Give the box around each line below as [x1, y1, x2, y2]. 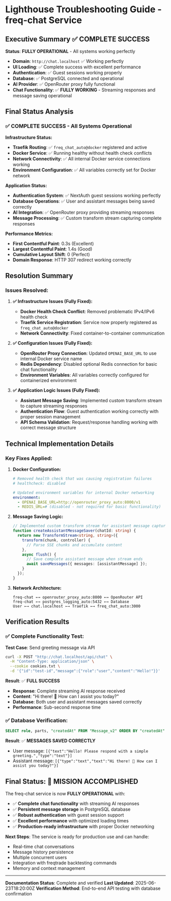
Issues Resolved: [5, 287, 49, 294]
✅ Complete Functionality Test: [5, 633, 84, 640]
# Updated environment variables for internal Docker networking [12, 490, 154, 495]
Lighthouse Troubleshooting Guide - [5, 4, 162, 15]
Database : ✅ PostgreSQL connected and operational [12, 76, 124, 81]
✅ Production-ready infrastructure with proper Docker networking [12, 823, 154, 830]
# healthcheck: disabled [12, 481, 66, 486]
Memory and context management [12, 865, 85, 871]
